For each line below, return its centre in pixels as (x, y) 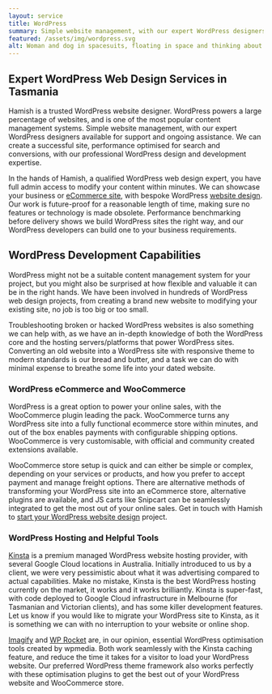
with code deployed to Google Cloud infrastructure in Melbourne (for (123, 598)
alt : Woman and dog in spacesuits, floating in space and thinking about (136, 46)
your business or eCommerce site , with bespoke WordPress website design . (136, 195)
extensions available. (43, 449)
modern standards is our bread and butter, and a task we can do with (123, 359)
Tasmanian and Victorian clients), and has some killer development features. (136, 607)
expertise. (25, 162)
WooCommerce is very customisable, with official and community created (132, 441)
